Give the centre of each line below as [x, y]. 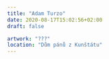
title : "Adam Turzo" [37, 13]
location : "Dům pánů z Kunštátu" [55, 45]
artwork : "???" [29, 38]
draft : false [26, 26]
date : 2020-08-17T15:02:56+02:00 [55, 20]
